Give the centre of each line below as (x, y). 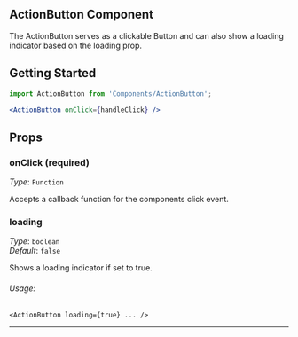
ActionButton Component (81, 15)
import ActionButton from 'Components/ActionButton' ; (111, 94)
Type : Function (36, 182)
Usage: (23, 288)
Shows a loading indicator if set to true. (81, 268)
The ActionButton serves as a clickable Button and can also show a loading (146, 35)
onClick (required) (50, 162)
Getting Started (53, 73)
